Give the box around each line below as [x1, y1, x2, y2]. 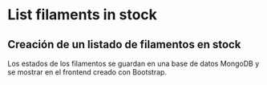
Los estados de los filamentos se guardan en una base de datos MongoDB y [7, 59, 260, 68]
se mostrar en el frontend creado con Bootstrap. [7, 67, 168, 77]
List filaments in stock [7, 6, 158, 24]
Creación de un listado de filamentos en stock [7, 38, 241, 51]
